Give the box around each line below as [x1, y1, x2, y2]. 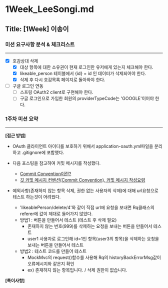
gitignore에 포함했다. [23, 149, 64, 155]
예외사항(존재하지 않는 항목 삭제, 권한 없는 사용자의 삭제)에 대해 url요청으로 [12, 187, 158, 193]
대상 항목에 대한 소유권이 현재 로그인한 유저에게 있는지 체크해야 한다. [19, 64, 153, 70]
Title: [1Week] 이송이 [5, 24, 69, 33]
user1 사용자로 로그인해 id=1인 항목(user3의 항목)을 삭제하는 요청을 [27, 235, 159, 241]
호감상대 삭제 [12, 57, 38, 63]
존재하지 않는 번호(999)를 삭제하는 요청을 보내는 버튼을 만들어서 [27, 223, 152, 229]
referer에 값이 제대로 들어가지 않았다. [19, 210, 93, 216]
